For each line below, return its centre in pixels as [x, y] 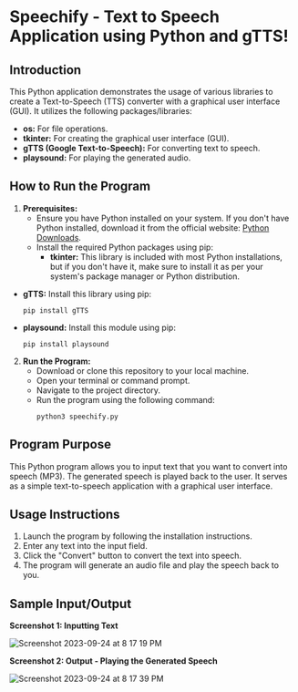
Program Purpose [61, 444]
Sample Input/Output [71, 604]
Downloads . [59, 237]
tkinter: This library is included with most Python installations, [166, 256]
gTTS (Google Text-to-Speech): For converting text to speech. [141, 148]
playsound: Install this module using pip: [99, 327]
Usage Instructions [65, 515]
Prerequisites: [50, 208]
